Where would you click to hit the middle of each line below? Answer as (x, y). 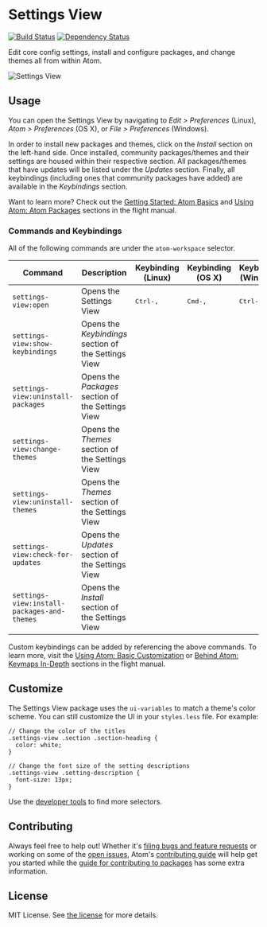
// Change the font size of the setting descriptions (99, 765)
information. (28, 871)
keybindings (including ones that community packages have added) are (126, 177)
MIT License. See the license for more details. (83, 915)
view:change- (37, 450)
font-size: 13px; (44, 780)
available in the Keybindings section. (68, 186)
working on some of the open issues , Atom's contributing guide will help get (133, 854)
